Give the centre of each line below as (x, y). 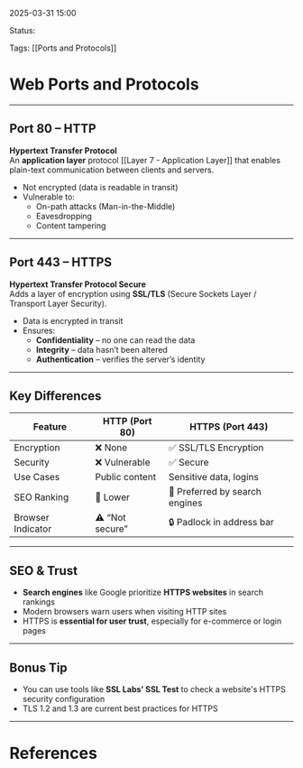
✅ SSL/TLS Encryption (216, 448)
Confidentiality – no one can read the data (115, 340)
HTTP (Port (127, 421)
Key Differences (55, 396)
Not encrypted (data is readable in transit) (100, 187)
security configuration (64, 699)
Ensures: (39, 330)
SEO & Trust (44, 571)
